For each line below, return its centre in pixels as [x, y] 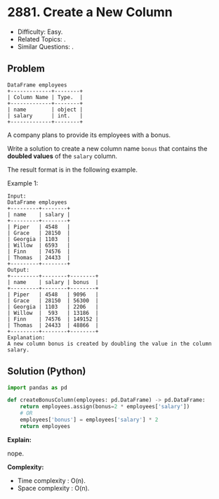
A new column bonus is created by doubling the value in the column [109, 344]
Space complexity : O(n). [53, 488]
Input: [17, 196]
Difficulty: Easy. [40, 32]
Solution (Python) [47, 371]
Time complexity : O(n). [51, 480]
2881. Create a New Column [90, 12]
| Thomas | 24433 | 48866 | [53, 325]
